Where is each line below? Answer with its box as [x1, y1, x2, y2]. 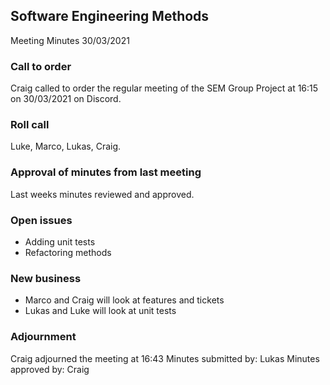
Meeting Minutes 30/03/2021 [10, 34, 130, 46]
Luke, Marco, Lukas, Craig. [10, 140, 122, 153]
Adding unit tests [24, 236, 96, 248]
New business [10, 271, 82, 285]
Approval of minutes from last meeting [10, 165, 202, 179]
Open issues [10, 213, 73, 227]
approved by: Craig [10, 363, 90, 375]
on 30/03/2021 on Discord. [10, 93, 122, 105]
